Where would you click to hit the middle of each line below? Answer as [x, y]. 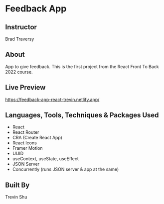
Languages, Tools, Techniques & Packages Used [82, 115]
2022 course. [19, 72]
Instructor [21, 27]
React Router [26, 132]
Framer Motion [28, 148]
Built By [17, 185]
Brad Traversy [20, 39]
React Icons [25, 143]
